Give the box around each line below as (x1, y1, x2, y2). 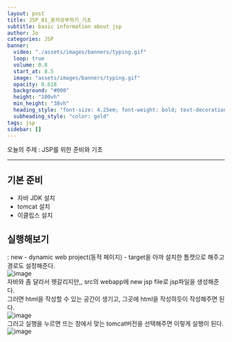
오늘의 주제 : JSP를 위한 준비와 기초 (7, 146, 104, 154)
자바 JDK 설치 (17, 194, 55, 202)
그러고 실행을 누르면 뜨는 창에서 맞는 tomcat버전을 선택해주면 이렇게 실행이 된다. (7, 319, 224, 327)
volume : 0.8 (13, 61, 48, 68)
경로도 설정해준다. (7, 262, 56, 269)
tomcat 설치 (17, 202, 50, 211)
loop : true (13, 55, 45, 62)
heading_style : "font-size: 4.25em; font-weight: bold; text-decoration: (13, 106, 230, 113)
